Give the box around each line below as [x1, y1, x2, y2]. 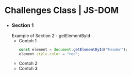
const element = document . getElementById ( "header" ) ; [18, 47, 128, 52]
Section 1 [11, 22, 34, 29]
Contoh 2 [18, 61, 38, 66]
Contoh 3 [18, 65, 38, 72]
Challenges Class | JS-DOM [4, 5, 119, 16]
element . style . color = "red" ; [18, 52, 81, 57]
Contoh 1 [18, 38, 37, 44]
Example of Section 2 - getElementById [11, 33, 91, 38]
